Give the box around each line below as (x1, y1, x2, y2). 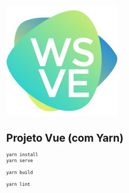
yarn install (6, 151, 39, 157)
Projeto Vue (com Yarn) (6, 131, 124, 145)
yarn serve (6, 157, 33, 163)
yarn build (6, 169, 33, 175)
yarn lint (6, 181, 31, 187)
